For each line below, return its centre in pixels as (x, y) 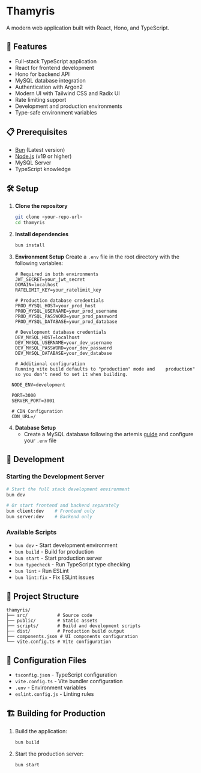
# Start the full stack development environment (68, 489)
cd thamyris (30, 223)
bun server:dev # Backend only (49, 517)
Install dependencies (42, 234)
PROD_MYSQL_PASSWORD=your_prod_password (66, 316)
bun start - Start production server (58, 558)
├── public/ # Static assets (52, 621)
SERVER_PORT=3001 (33, 401)
